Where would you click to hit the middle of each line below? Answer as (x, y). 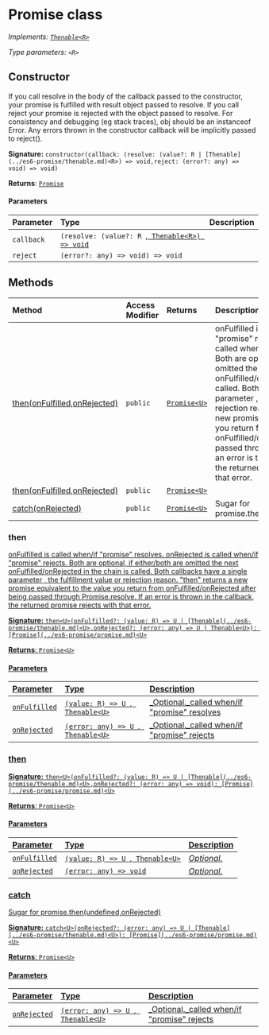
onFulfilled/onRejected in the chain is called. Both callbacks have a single (128, 572)
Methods (31, 283)
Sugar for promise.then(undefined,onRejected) (85, 913)
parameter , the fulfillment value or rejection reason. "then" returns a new (128, 580)
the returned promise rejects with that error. (80, 605)
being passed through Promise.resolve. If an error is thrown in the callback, (131, 597)
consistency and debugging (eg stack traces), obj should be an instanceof (130, 122)
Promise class (56, 15)
